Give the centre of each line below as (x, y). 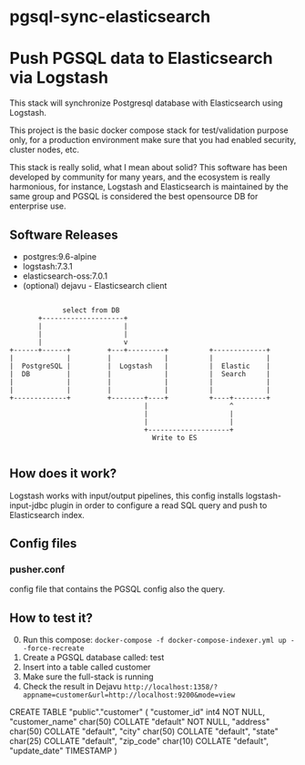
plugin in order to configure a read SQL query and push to (158, 505)
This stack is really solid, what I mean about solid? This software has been (148, 168)
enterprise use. (38, 206)
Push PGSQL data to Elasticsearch (141, 59)
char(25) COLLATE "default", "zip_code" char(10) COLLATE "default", (139, 741)
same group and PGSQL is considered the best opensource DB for (134, 197)
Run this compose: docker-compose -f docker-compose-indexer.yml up (154, 640)
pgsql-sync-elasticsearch (110, 17)
